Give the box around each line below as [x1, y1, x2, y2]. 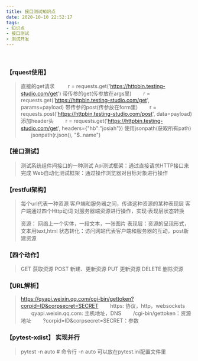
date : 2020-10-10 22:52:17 [6, 14, 73, 20]
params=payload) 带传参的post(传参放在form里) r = [20, 104, 157, 111]
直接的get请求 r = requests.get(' [20, 83, 111, 90]
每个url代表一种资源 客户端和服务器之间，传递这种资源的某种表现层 [20, 200, 184, 207]
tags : [6, 19, 20, 25]
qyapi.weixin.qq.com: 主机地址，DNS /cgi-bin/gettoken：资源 [31, 310, 191, 317]
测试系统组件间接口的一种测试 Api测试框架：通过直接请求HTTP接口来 [20, 162, 189, 169]
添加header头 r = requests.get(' [20, 118, 108, 125]
